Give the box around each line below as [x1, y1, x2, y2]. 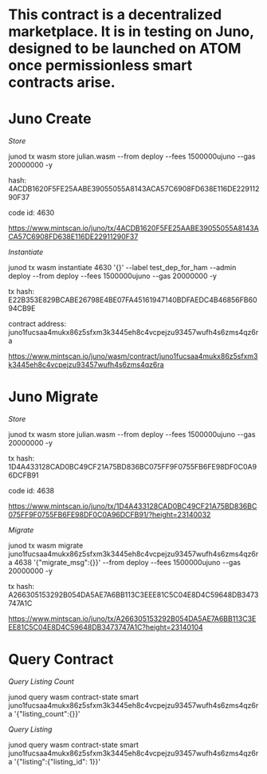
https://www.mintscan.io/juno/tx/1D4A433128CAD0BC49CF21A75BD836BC [8, 501, 257, 511]
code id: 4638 [8, 486, 55, 496]
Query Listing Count [8, 677, 74, 686]
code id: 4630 [8, 208, 55, 218]
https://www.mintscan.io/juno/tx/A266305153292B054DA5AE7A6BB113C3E [8, 614, 257, 623]
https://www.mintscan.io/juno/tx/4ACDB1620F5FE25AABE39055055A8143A [8, 223, 259, 233]
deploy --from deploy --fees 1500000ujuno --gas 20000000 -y [8, 271, 218, 281]
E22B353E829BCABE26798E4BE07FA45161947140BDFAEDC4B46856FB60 [8, 295, 257, 304]
